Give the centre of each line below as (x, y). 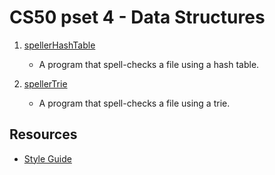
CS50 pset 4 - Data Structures (137, 17)
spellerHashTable (59, 45)
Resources (43, 134)
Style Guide (47, 158)
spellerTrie (45, 83)
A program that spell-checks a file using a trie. (134, 103)
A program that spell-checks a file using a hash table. (149, 64)
